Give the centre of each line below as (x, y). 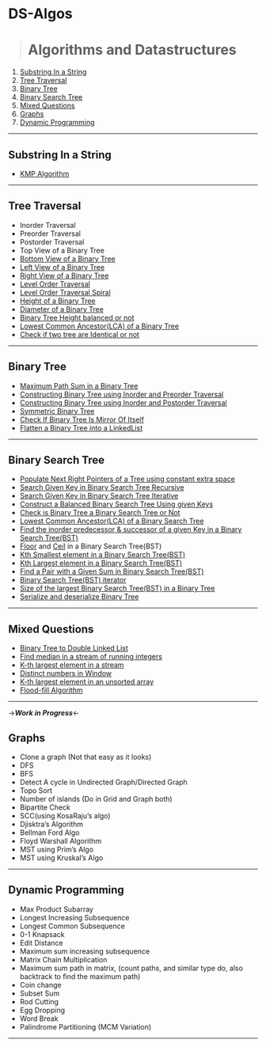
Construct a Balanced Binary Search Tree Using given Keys (116, 504)
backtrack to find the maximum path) (80, 976)
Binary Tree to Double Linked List (74, 648)
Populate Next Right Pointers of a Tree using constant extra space (127, 479)
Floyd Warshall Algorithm (61, 841)
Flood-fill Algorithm (51, 690)
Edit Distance (41, 943)
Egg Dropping (42, 1010)
